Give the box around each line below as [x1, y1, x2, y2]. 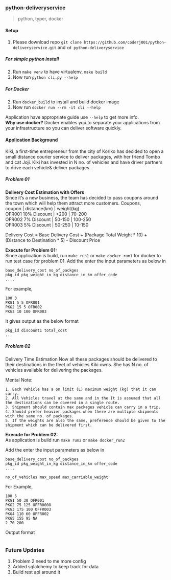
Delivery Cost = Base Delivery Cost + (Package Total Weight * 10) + [5, 232, 148, 238]
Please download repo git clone [12, 39, 82, 45]
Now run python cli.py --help [12, 74, 78, 80]
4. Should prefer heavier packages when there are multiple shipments [5, 409, 159, 414]
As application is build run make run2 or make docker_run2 [5, 437, 125, 443]
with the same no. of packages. [5, 413, 74, 418]
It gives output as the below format [5, 318, 79, 324]
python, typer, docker [17, 16, 64, 22]
